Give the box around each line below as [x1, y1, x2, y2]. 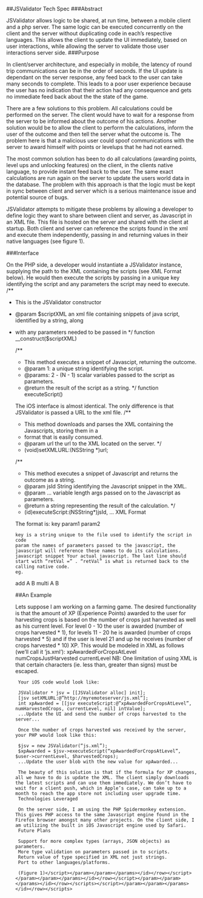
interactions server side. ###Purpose [6, 49, 99, 56]
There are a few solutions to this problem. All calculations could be [6, 105, 173, 111]
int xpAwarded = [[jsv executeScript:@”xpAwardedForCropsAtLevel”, [18, 700, 192, 707]
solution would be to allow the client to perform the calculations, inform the [6, 124, 194, 131]
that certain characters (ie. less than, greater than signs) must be [15, 661, 178, 668]
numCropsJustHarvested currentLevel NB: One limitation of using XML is [15, 654, 198, 662]
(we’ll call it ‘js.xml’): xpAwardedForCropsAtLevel [15, 648, 137, 655]
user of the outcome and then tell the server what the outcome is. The [6, 130, 181, 138]
